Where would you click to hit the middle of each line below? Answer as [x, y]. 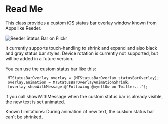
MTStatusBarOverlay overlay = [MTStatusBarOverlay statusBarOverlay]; [83, 78]
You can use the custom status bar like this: [51, 69]
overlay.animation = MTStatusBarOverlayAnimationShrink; [69, 82]
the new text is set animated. [35, 102]
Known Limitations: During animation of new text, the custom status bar [80, 111]
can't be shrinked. [24, 117]
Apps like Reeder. [24, 28]
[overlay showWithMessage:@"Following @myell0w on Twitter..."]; [78, 87]
